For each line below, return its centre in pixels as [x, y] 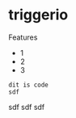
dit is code [28, 85]
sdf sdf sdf [27, 107]
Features [23, 37]
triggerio [38, 15]
